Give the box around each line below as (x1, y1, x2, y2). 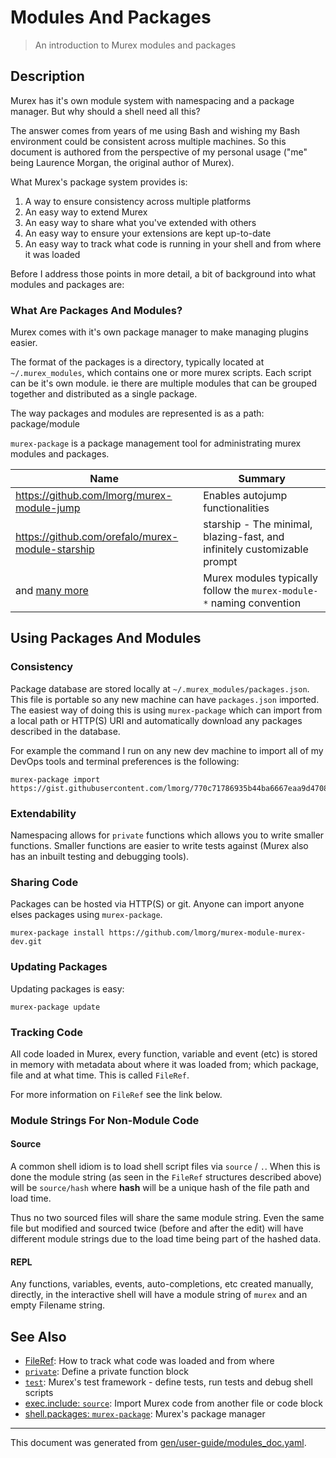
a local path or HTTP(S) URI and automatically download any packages (10, 714, 303, 726)
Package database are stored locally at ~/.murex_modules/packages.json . (10, 682, 310, 695)
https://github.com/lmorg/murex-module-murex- (108, 928, 307, 938)
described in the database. (10, 725, 121, 737)
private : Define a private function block (24, 1366, 189, 1378)
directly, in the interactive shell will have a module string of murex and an (10, 1289, 308, 1301)
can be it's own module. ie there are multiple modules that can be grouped (10, 377, 318, 390)
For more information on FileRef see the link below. (10, 1088, 223, 1100)
